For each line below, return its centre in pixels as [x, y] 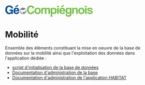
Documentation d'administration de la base [55, 73]
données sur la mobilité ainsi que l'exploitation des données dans [70, 53]
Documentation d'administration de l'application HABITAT [69, 77]
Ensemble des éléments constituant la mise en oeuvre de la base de [73, 48]
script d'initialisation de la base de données [55, 67]
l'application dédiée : [26, 58]
